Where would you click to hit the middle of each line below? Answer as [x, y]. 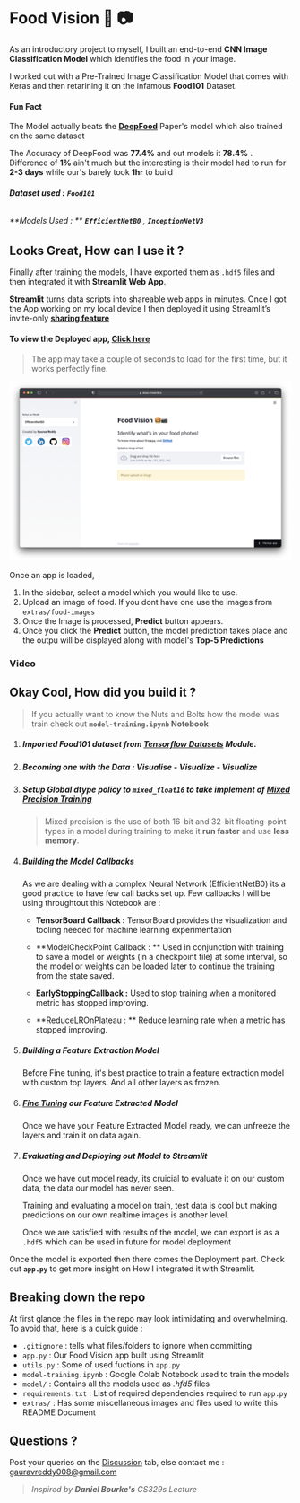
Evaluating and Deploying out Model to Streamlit [115, 1156]
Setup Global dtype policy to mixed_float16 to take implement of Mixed [156, 790]
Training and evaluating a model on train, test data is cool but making [150, 1206]
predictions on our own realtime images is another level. [126, 1215]
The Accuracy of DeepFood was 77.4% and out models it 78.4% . [131, 154]
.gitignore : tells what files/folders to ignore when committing [137, 1346]
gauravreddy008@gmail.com [63, 1472]
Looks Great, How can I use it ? [97, 250]
